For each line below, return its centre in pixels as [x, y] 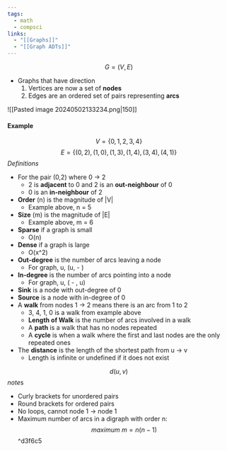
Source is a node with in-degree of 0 [71, 297]
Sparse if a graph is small [55, 230]
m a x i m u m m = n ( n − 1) [124, 430]
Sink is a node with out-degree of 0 [69, 290]
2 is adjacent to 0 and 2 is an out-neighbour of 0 [100, 185]
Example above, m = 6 [61, 222]
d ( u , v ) [119, 372]
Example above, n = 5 [60, 207]
